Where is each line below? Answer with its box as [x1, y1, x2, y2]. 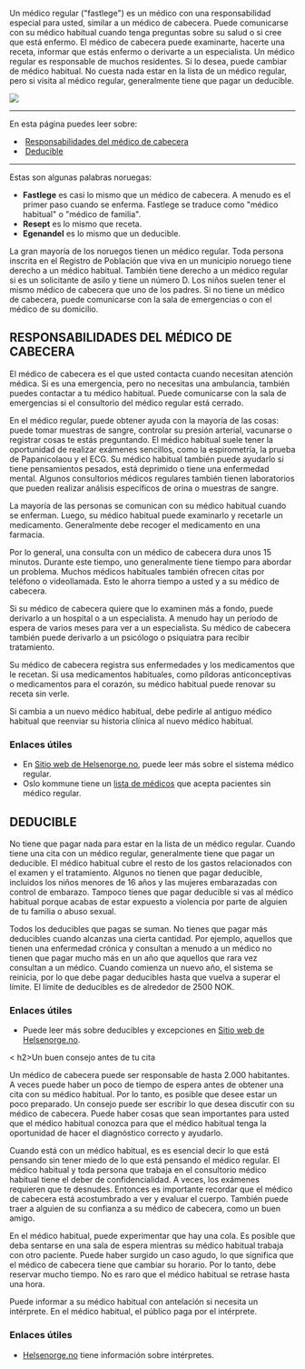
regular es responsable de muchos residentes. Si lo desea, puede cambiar [9, 56, 288, 66]
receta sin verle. [9, 688, 70, 699]
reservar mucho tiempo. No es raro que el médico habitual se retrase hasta [9, 1269, 290, 1280]
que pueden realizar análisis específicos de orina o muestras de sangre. [9, 482, 279, 494]
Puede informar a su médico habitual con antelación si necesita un [9, 1296, 259, 1307]
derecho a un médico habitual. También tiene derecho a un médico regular [9, 265, 289, 275]
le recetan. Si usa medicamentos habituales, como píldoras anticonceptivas [9, 668, 292, 680]
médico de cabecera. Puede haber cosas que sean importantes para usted [9, 1108, 290, 1119]
